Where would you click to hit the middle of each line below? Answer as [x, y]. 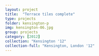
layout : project [21, 9]
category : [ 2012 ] [23, 37]
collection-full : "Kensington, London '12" [50, 46]
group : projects [21, 32]
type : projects [20, 19]
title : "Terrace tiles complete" [40, 14]
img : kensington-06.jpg [29, 28]
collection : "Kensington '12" [36, 41]
